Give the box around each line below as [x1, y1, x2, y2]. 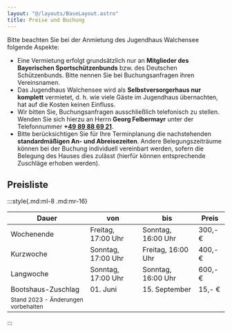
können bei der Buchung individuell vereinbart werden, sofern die [17, 144, 204, 153]
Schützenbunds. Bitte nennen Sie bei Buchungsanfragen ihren [17, 70, 195, 79]
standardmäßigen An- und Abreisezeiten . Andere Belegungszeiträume [17, 137, 222, 145]
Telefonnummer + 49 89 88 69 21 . [17, 122, 114, 130]
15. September [142, 284, 191, 294]
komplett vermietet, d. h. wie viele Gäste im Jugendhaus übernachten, [17, 92, 219, 101]
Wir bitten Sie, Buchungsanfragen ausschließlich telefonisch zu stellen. [17, 108, 220, 116]
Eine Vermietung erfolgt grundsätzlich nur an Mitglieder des [17, 56, 189, 64]
